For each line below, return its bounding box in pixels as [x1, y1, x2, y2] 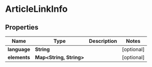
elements [7, 54, 31, 61]
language [7, 46, 31, 53]
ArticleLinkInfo [5, 3, 68, 15]
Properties [5, 23, 39, 32]
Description [89, 38, 117, 44]
